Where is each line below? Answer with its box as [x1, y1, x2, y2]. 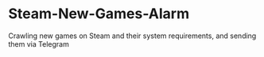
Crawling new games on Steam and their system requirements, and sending [8, 31, 257, 40]
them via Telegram [8, 39, 69, 48]
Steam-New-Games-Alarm [8, 5, 189, 23]
